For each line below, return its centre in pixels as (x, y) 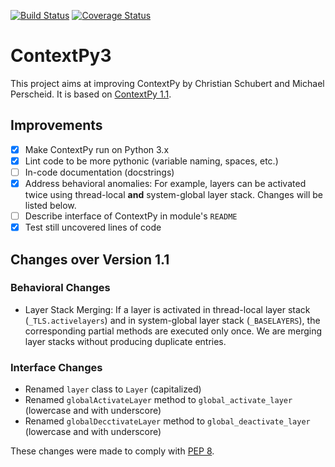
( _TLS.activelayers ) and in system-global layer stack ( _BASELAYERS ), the (172, 320)
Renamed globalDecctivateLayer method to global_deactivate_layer (167, 421)
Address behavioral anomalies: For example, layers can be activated (165, 183)
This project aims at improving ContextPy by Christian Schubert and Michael (167, 83)
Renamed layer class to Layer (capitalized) (113, 389)
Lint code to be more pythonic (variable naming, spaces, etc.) (151, 161)
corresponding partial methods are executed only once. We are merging (173, 331)
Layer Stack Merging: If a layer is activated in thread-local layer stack (167, 309)
